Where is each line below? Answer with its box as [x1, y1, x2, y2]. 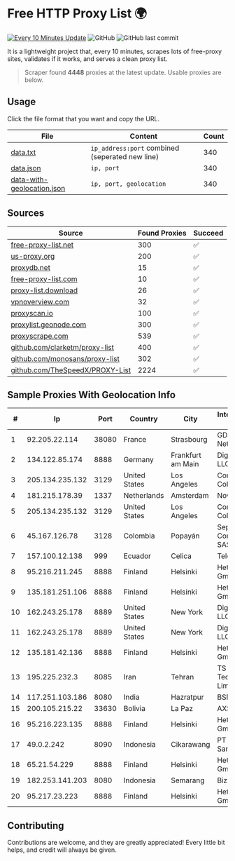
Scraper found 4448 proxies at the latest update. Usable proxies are [24, 68, 222, 76]
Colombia [123, 531, 155, 541]
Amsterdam [171, 491, 209, 501]
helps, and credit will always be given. [7, 846, 117, 854]
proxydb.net [10, 262, 51, 272]
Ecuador [123, 551, 152, 561]
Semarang [171, 775, 205, 785]
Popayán [171, 531, 201, 541]
